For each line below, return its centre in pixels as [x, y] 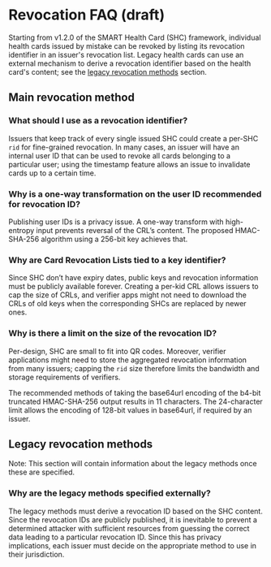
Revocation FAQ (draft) [86, 15]
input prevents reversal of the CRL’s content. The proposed [135, 230]
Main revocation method [72, 98]
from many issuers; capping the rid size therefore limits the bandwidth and [134, 368]
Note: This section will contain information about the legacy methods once [133, 464]
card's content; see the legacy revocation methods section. [108, 71]
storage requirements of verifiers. [65, 377]
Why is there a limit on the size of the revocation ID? [113, 333]
